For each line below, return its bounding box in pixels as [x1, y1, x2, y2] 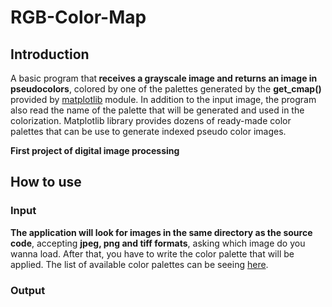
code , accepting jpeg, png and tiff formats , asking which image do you [10, 237, 306, 249]
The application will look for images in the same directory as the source [10, 226, 313, 238]
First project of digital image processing [10, 145, 180, 156]
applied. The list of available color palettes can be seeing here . [10, 258, 269, 270]
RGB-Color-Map [10, 6, 147, 29]
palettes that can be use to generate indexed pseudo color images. [10, 126, 287, 137]
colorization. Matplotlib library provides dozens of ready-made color [10, 115, 292, 126]
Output [10, 283, 46, 297]
